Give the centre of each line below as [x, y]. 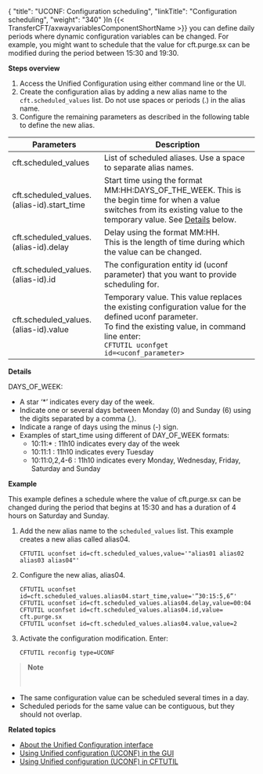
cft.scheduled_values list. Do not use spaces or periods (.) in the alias [132, 100]
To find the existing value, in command [175, 327]
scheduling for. [132, 284]
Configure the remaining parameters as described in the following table [135, 117]
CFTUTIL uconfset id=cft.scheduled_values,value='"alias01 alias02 [131, 553]
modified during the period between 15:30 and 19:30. [94, 53]
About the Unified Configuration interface [86, 745]
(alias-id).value [40, 329]
